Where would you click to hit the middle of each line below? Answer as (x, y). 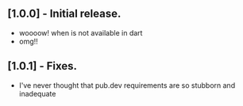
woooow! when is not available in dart (81, 32)
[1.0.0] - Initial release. (64, 14)
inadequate (37, 93)
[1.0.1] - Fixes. (42, 66)
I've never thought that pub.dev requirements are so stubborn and (127, 85)
